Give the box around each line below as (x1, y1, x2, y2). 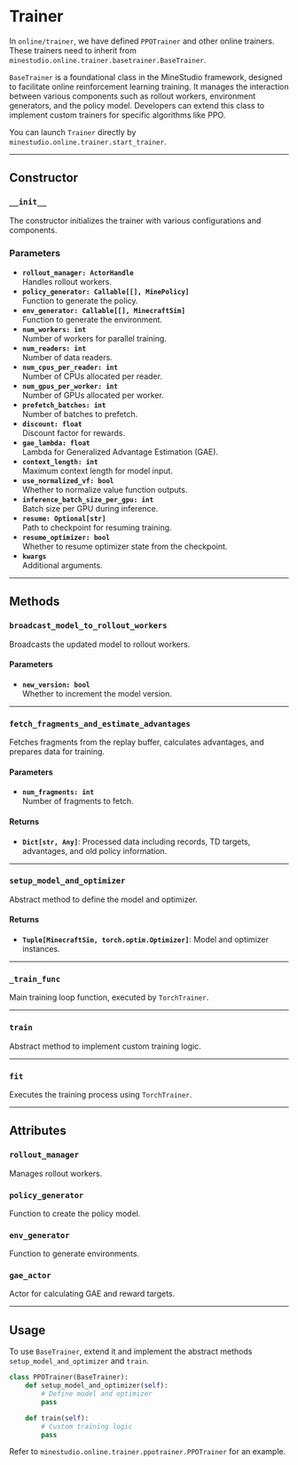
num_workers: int (21, 325, 87, 334)
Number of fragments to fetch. (21, 796, 135, 807)
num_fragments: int (21, 788, 95, 797)
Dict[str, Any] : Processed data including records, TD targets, (21, 836, 251, 847)
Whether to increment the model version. (21, 688, 173, 699)
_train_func (9, 974, 61, 984)
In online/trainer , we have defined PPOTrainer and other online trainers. (9, 36, 275, 46)
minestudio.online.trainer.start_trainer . (9, 136, 167, 147)
